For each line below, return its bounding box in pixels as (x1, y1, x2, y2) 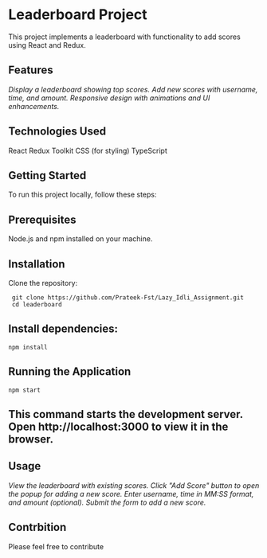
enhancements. (8, 101, 60, 111)
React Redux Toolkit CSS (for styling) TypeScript (8, 146, 167, 155)
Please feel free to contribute (8, 541, 104, 551)
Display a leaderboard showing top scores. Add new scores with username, (8, 84, 258, 94)
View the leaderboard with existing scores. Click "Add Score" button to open (8, 480, 260, 490)
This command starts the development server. (8, 408, 243, 421)
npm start (8, 386, 41, 394)
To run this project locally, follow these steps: (8, 189, 157, 200)
